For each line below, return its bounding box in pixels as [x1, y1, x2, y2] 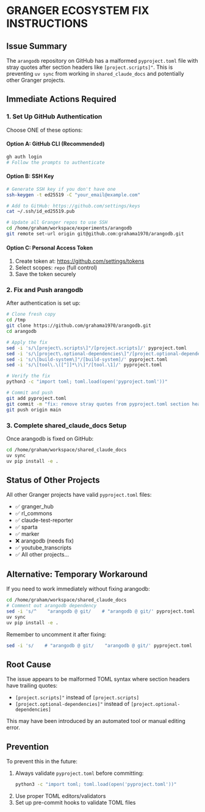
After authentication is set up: [6, 299, 81, 307]
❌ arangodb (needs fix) [15, 537, 74, 544]
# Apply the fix [6, 339, 48, 345]
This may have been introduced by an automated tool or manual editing [6, 718, 186, 725]
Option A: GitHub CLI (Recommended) [6, 140, 105, 148]
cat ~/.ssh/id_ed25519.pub [6, 208, 75, 215]
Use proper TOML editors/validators [15, 792, 106, 799]
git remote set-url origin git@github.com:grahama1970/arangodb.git [6, 231, 184, 237]
